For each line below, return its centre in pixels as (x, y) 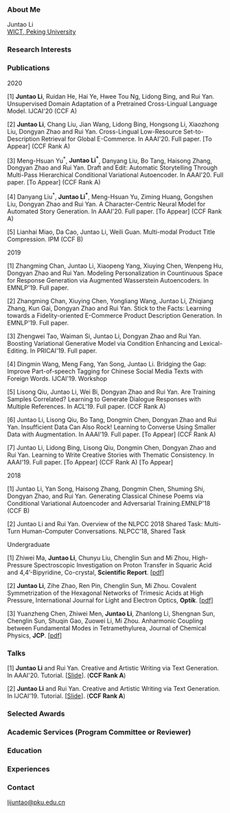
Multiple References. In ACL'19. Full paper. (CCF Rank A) (87, 406)
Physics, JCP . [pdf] (35, 635)
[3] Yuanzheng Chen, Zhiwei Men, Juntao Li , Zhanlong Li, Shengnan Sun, (111, 613)
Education (25, 751)
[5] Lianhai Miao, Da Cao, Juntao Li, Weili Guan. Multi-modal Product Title (111, 232)
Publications (28, 68)
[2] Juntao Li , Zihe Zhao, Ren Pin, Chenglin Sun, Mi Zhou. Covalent (102, 585)
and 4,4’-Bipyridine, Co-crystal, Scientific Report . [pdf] (86, 572)
